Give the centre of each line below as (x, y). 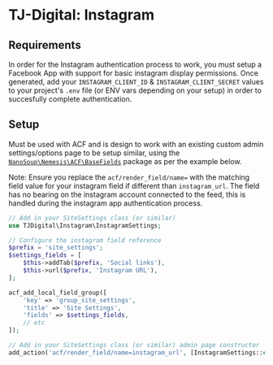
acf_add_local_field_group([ (58, 293)
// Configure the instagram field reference (85, 240)
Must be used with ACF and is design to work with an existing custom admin (136, 144)
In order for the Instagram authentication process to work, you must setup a (135, 64)
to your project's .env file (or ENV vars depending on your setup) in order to (135, 90)
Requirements (45, 45)
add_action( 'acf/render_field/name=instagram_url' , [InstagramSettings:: (136, 352)
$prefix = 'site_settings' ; (56, 248)
